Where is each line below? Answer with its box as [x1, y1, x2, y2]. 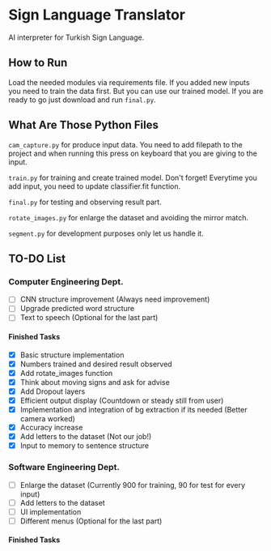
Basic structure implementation [19, 350, 125, 360]
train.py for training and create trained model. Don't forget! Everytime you [8, 173, 257, 182]
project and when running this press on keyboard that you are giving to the [8, 148, 257, 158]
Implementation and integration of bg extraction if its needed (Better [19, 405, 248, 415]
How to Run [8, 56, 68, 70]
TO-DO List [8, 251, 66, 265]
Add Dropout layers [19, 387, 86, 396]
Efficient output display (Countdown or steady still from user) [19, 395, 224, 405]
